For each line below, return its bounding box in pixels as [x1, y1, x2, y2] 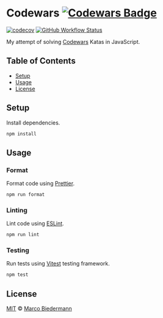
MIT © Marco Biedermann [6, 305, 72, 313]
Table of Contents [6, 56, 76, 67]
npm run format [6, 192, 45, 198]
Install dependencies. [6, 119, 60, 126]
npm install [6, 131, 37, 137]
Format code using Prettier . [6, 180, 75, 187]
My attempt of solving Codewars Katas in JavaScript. [6, 38, 140, 45]
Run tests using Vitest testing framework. [6, 260, 110, 267]
